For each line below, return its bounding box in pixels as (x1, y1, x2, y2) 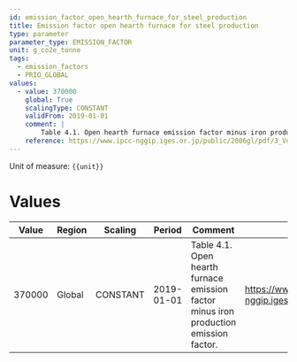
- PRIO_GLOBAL (17, 71, 69, 80)
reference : (25, 136, 65, 145)
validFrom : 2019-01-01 (25, 112, 109, 120)
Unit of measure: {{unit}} (9, 160, 104, 171)
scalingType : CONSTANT (25, 104, 109, 112)
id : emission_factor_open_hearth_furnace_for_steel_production (9, 12, 247, 22)
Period (153, 223, 183, 235)
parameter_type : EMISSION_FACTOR (9, 37, 133, 47)
